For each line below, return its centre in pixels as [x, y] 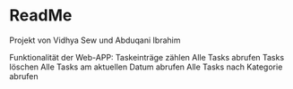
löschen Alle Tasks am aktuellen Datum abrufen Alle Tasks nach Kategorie [146, 67]
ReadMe [41, 16]
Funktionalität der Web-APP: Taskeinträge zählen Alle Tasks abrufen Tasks [147, 57]
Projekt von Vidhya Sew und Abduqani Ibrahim [95, 40]
